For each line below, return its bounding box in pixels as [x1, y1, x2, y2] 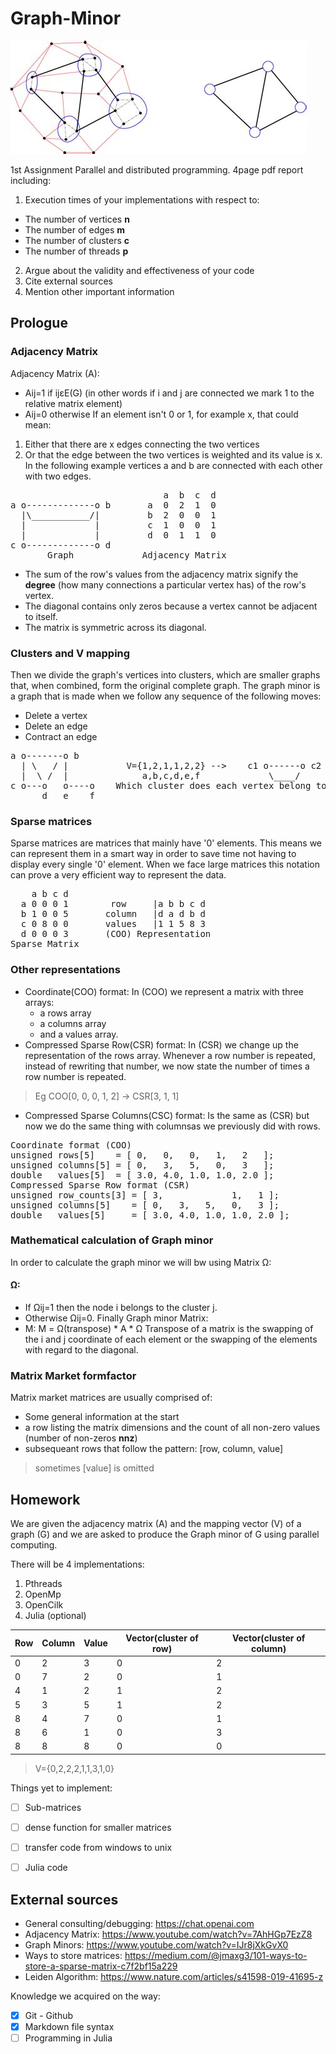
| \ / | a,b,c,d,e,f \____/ [20, 770, 301, 781]
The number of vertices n [24, 213, 130, 225]
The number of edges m [24, 223, 126, 236]
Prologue [10, 315, 68, 332]
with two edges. [24, 470, 92, 482]
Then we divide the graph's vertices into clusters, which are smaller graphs [10, 668, 321, 681]
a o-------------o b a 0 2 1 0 [10, 499, 217, 511]
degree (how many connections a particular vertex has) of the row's [24, 578, 307, 591]
